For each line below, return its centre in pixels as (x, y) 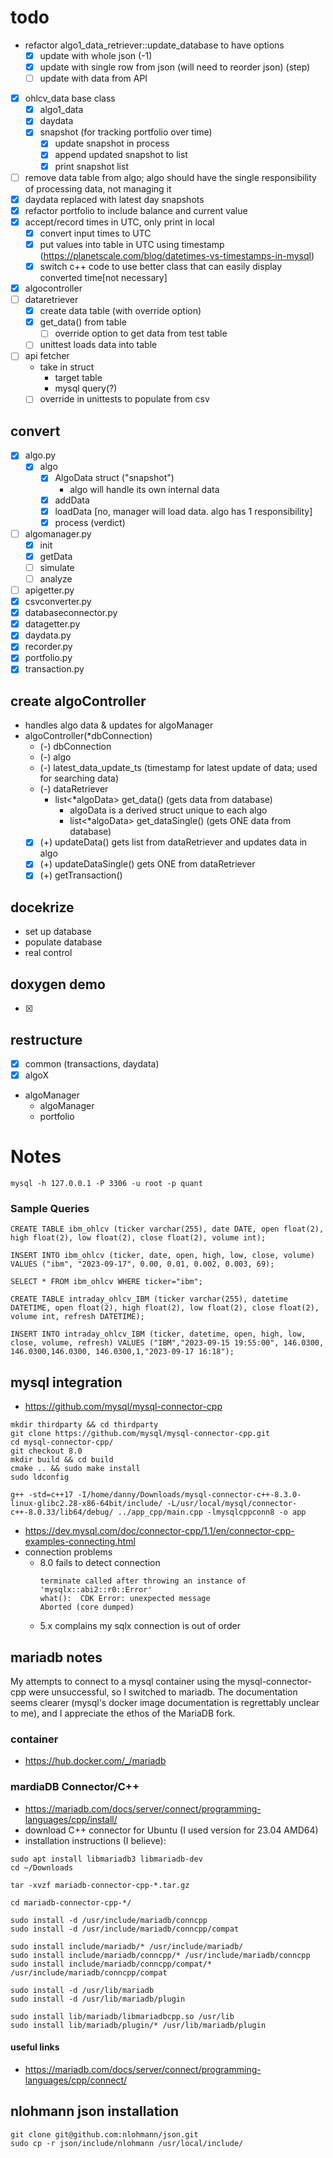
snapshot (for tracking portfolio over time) (126, 132)
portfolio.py (48, 658)
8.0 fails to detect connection (100, 1563)
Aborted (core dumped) (87, 1607)
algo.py (40, 455)
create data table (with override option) (120, 311)
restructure (46, 1039)
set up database (58, 932)
